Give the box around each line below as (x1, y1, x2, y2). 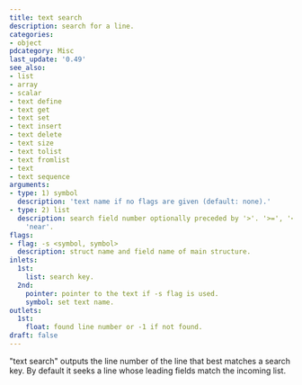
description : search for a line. (9, 22, 135, 31)
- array (9, 80, 39, 89)
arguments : (9, 181, 50, 190)
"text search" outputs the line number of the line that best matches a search (9, 355, 290, 366)
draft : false (9, 331, 58, 340)
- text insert (9, 122, 63, 131)
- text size (9, 139, 54, 148)
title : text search (9, 13, 83, 22)
